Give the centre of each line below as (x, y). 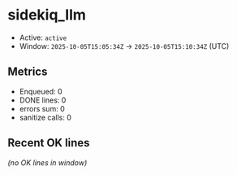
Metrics (28, 72)
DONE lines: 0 (43, 100)
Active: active (43, 37)
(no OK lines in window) (47, 162)
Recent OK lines (49, 143)
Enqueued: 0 (41, 91)
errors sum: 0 (42, 108)
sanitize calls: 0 (45, 117)
